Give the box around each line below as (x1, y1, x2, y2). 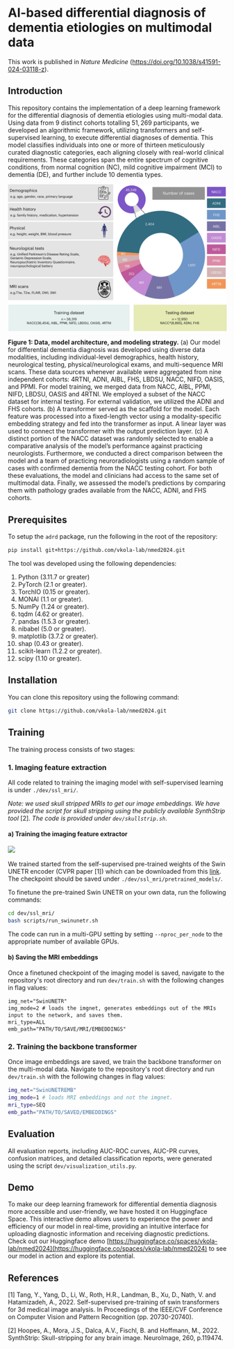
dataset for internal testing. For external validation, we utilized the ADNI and (8, 397, 224, 406)
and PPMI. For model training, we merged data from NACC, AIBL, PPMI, (8, 383, 212, 391)
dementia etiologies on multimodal (8, 20, 212, 36)
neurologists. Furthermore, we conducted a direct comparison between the (8, 449, 223, 458)
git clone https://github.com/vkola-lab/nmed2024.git (8, 707, 167, 714)
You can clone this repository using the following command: (8, 693, 180, 701)
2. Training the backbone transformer (8, 1042, 137, 1051)
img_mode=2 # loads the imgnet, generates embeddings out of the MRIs (8, 1005, 217, 1012)
